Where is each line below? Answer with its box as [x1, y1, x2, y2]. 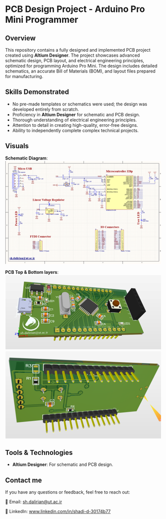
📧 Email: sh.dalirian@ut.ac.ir [5, 499, 62, 505]
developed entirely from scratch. [12, 106, 79, 112]
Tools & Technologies [5, 448, 73, 457]
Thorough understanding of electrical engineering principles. [12, 117, 137, 123]
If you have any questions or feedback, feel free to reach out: [5, 489, 130, 495]
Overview [5, 34, 36, 42]
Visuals [5, 142, 29, 150]
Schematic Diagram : [5, 155, 48, 161]
